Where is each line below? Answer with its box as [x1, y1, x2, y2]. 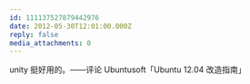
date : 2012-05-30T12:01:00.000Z [9, 22, 132, 31]
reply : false [9, 30, 59, 39]
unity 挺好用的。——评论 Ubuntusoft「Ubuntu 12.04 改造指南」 [9, 64, 247, 75]
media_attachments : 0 [9, 38, 92, 48]
